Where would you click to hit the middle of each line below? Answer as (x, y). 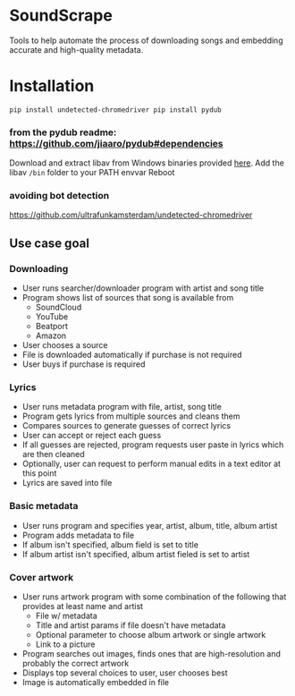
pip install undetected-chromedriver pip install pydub (115, 110)
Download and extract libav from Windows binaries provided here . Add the (147, 163)
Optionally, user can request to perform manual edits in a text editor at (152, 464)
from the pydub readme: (63, 132)
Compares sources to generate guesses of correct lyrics (126, 426)
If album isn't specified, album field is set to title (110, 544)
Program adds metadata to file (78, 535)
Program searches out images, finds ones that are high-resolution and (152, 654)
